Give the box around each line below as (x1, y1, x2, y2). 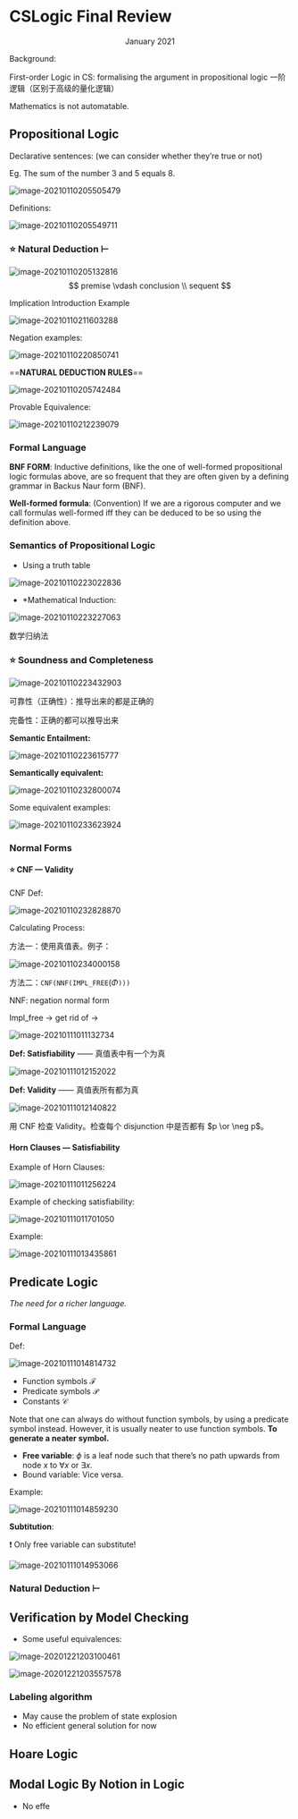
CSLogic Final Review (9, 6, 172, 27)
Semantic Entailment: (9, 732, 91, 744)
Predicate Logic (9, 1274, 98, 1289)
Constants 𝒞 (21, 1396, 69, 1407)
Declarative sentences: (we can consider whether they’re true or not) (9, 150, 263, 161)
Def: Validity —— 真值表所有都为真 (9, 1084, 139, 1095)
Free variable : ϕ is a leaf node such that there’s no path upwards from (21, 1450, 280, 1461)
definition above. (9, 517, 71, 528)
